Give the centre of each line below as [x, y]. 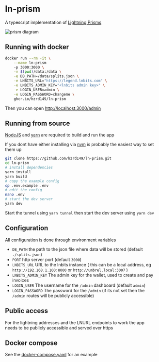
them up [13, 149]
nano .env [15, 195]
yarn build [16, 176]
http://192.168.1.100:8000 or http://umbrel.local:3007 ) [70, 270]
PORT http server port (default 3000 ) [47, 259]
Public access [27, 311]
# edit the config [24, 190]
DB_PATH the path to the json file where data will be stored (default [77, 249]
